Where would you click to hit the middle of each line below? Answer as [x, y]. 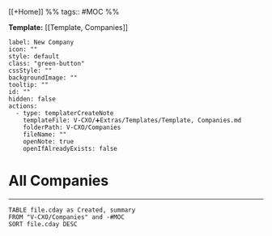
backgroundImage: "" [43, 78]
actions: [23, 106]
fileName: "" [45, 135]
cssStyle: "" [30, 71]
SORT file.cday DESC [43, 224]
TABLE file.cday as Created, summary [72, 210]
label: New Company [41, 42]
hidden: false [32, 99]
